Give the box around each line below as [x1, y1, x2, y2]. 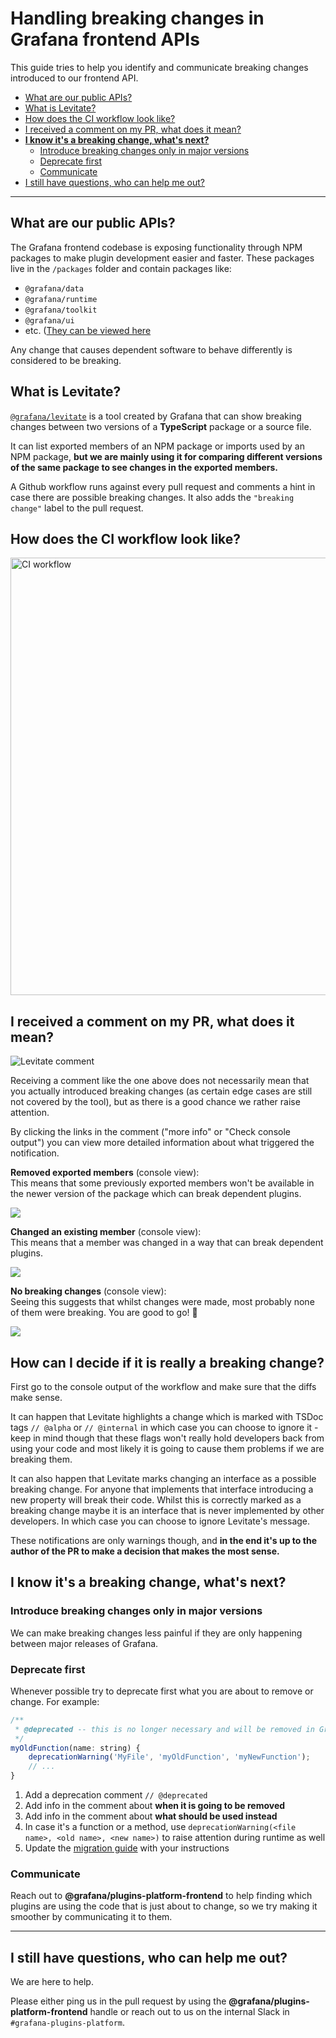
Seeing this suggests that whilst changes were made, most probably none [10, 1296, 315, 1308]
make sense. [10, 1392, 63, 1403]
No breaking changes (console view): [10, 1285, 167, 1297]
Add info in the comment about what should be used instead [24, 1810, 278, 1822]
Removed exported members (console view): [10, 1167, 200, 1179]
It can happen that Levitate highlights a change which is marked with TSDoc [10, 1411, 324, 1422]
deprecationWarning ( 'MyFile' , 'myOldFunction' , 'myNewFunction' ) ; [28, 1752, 311, 1762]
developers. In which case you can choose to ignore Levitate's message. [10, 1515, 311, 1527]
